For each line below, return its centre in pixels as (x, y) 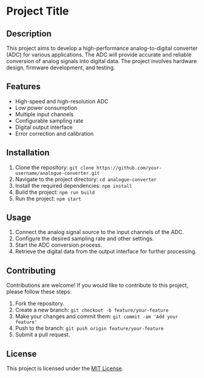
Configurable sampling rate (49, 120)
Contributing (31, 271)
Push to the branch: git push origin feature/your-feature (89, 328)
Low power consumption (46, 108)
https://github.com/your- (129, 168)
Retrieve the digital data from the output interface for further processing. (106, 252)
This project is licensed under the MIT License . (65, 368)
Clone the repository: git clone (54, 167)
